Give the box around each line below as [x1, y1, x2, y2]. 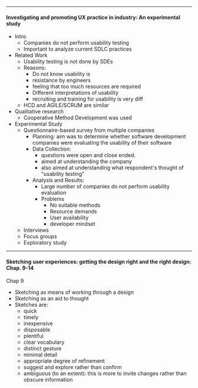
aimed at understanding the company [41, 158, 133, 165]
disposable [23, 326, 51, 333]
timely [23, 314, 39, 321]
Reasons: [23, 64, 47, 71]
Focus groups [23, 233, 57, 240]
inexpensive [23, 320, 53, 327]
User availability [49, 214, 89, 221]
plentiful [23, 333, 44, 340]
